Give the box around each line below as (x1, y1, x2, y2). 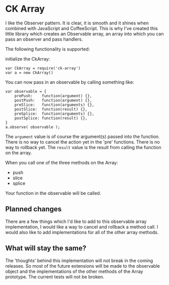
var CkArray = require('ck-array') (5, 66, 81, 71)
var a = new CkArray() (5, 70, 53, 75)
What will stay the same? (5, 244, 87, 252)
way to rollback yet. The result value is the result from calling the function (5, 144, 161, 150)
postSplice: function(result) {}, (14, 116, 88, 121)
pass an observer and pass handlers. (5, 36, 83, 42)
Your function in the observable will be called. (5, 190, 101, 196)
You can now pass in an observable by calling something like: (5, 79, 134, 85)
